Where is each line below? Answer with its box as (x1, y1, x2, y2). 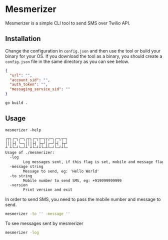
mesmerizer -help (5, 127, 41, 132)
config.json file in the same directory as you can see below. (5, 58, 129, 64)
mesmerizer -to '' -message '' (5, 211, 70, 216)
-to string (9, 173, 32, 178)
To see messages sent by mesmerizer (5, 220, 83, 226)
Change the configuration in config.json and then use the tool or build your (5, 47, 161, 53)
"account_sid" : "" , (9, 77, 50, 82)
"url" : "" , (9, 72, 32, 78)
